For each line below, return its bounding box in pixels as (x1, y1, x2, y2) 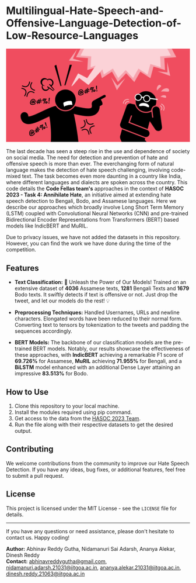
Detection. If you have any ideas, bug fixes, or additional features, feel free (6, 466, 185, 473)
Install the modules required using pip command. (14, 409, 132, 416)
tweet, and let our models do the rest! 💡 (14, 297, 110, 305)
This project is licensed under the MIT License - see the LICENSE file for (6, 505, 177, 512)
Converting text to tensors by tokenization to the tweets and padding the (14, 322, 189, 329)
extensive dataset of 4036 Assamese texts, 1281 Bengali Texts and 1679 (14, 285, 190, 292)
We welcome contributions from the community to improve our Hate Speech (6, 460, 190, 467)
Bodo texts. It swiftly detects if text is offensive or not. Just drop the (14, 291, 178, 298)
